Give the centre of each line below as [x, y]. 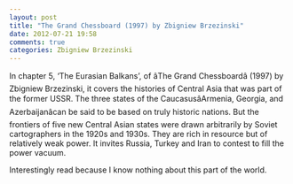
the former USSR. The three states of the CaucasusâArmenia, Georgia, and [146, 99]
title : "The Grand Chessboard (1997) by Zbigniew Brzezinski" [127, 26]
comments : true [37, 42]
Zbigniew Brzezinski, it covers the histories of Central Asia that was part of [146, 88]
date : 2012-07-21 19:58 [53, 34]
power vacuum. [38, 153]
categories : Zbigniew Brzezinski [71, 50]
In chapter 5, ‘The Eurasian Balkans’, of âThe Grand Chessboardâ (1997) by [146, 76]
